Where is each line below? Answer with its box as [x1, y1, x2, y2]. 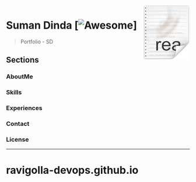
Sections [6, 55, 39, 65]
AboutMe [6, 73, 33, 81]
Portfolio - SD [20, 38, 54, 45]
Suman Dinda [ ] [6, 19, 137, 32]
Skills [6, 88, 22, 97]
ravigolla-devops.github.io [6, 163, 139, 177]
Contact [6, 120, 30, 128]
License [6, 135, 29, 143]
